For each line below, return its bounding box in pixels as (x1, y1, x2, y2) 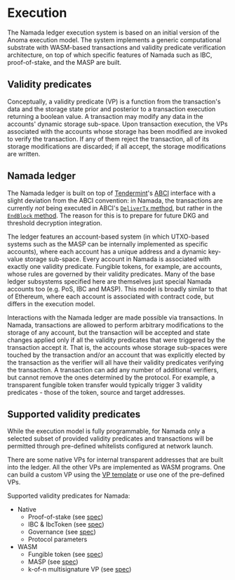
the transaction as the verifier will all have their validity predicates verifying (7, 358, 224, 367)
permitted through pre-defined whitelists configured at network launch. (7, 442, 214, 450)
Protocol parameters (27, 535, 88, 543)
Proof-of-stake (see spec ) (27, 512, 104, 522)
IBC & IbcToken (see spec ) (27, 520, 105, 529)
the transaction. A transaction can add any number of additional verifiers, (7, 365, 219, 374)
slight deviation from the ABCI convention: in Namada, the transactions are (7, 196, 223, 205)
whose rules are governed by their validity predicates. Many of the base (7, 270, 215, 278)
